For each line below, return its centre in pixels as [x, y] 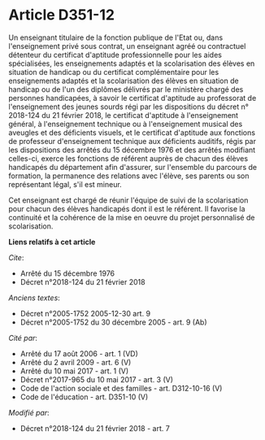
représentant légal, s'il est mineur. [65, 184]
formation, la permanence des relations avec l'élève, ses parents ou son [129, 176]
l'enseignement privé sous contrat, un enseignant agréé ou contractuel [127, 46]
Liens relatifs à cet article [52, 242]
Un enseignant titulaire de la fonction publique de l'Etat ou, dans [116, 37]
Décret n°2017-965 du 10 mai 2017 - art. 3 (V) [96, 379]
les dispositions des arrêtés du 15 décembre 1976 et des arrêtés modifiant [132, 150]
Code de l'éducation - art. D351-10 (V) [84, 397]
